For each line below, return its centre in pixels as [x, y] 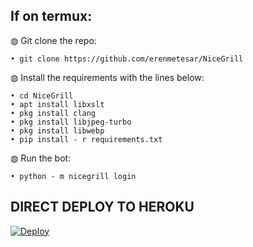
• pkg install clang [53, 113]
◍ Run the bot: [41, 158]
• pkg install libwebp [57, 130]
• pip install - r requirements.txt [86, 139]
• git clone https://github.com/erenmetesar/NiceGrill [127, 59]
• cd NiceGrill [42, 95]
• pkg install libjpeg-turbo [71, 122]
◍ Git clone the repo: [53, 40]
